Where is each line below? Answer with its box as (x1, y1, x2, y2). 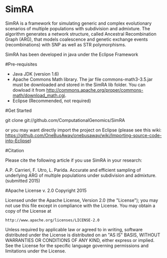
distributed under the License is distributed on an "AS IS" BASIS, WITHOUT (5, 232, 160, 238)
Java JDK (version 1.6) (12, 71, 59, 77)
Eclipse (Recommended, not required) (12, 97, 91, 104)
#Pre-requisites (5, 61, 38, 67)
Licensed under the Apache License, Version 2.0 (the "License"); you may (5, 197, 158, 203)
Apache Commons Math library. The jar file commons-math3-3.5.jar (12, 76, 153, 82)
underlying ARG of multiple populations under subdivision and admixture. (5, 172, 157, 178)
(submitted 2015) (5, 177, 41, 183)
